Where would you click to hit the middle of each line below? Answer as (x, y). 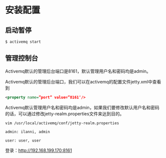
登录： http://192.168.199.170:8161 (39, 150)
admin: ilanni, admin (28, 132)
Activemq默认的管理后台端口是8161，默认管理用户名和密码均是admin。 (78, 71)
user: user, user (23, 140)
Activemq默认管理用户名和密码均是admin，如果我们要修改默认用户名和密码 (82, 107)
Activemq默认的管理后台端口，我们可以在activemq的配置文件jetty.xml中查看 (83, 81)
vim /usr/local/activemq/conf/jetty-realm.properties (62, 123)
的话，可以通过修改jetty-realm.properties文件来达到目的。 (65, 114)
